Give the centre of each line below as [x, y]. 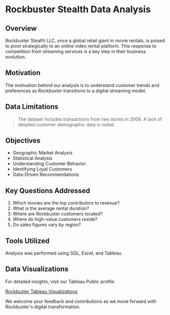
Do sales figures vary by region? [47, 225]
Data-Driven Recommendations [46, 174]
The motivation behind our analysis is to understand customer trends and [82, 85]
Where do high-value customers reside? [55, 219]
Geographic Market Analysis [43, 153]
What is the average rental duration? [51, 209]
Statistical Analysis [32, 158]
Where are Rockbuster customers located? [58, 214]
